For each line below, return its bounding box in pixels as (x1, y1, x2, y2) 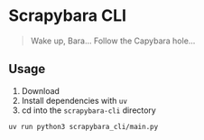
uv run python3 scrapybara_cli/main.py (8, 122, 159, 131)
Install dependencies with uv (21, 95, 128, 106)
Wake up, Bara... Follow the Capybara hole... (30, 35, 196, 46)
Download (21, 85, 60, 96)
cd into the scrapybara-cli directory (21, 105, 157, 116)
